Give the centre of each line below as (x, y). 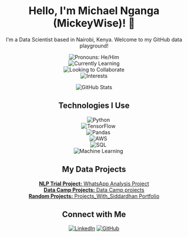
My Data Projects (94, 169)
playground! (94, 46)
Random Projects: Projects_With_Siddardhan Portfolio (94, 196)
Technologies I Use (94, 106)
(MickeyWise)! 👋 (94, 23)
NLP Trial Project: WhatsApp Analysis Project (94, 184)
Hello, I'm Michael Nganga (94, 11)
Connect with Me (94, 214)
